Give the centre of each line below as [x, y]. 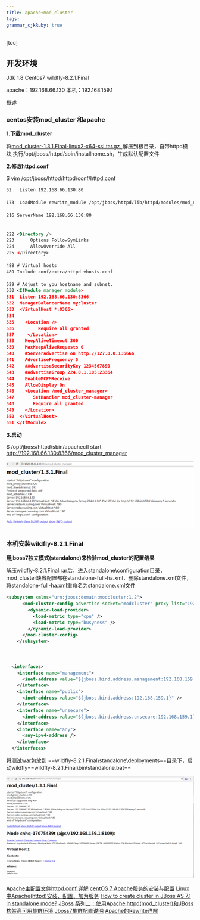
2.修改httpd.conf [27, 166]
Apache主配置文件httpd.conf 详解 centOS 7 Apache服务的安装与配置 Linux [98, 888]
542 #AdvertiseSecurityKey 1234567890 [58, 366]
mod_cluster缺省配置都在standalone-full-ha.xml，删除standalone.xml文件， [99, 578]
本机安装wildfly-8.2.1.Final [45, 543]
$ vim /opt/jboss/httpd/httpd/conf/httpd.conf [61, 178]
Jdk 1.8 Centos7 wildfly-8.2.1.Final [48, 78]
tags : [13, 19]
